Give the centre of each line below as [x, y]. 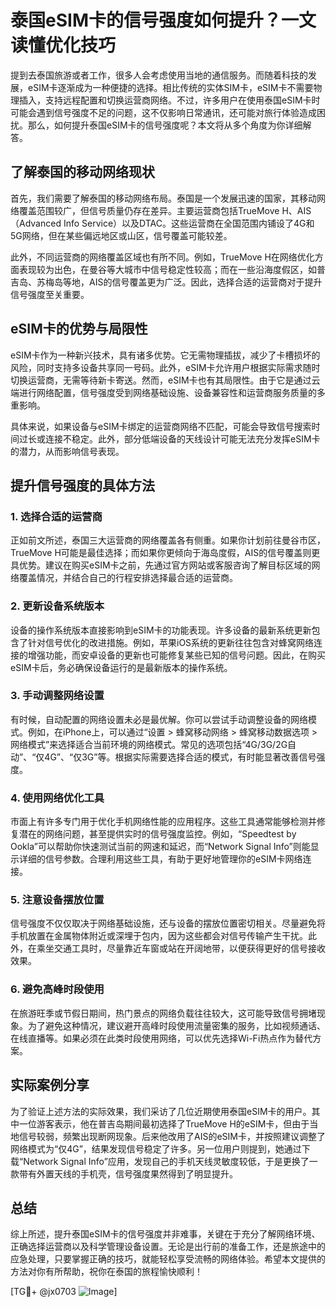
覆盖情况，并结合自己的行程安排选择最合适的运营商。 [128, 578]
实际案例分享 [50, 1085]
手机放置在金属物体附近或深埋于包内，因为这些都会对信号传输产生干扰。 [159, 936]
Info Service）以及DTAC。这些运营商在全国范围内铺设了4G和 [189, 223]
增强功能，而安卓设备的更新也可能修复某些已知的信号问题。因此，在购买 [176, 655]
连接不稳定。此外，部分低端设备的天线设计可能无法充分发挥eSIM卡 [182, 438]
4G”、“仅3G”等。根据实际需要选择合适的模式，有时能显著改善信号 [180, 757]
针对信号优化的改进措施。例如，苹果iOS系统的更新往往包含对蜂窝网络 [171, 642]
